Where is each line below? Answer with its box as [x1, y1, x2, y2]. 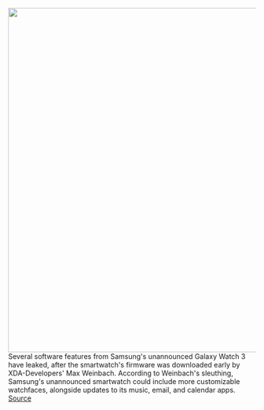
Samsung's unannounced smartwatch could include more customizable [8, 377, 240, 386]
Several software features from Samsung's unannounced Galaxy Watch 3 [8, 352, 246, 361]
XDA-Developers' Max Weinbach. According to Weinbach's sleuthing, [8, 368, 233, 378]
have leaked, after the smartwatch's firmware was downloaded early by [8, 360, 240, 369]
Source [8, 393, 31, 403]
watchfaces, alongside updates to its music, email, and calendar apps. [8, 386, 236, 394]
